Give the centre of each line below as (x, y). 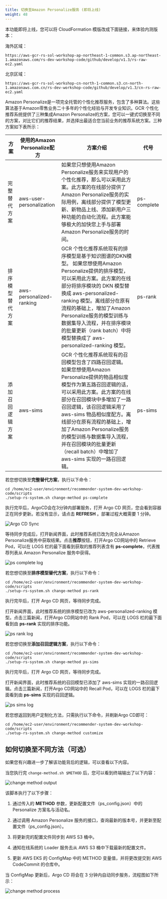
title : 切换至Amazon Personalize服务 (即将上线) (53, 10)
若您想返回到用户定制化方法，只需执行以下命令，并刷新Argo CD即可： (77, 715)
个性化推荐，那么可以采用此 (94, 179)
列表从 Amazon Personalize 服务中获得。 (51, 552)
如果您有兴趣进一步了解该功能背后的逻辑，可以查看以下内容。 (68, 762)
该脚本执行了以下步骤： (29, 793)
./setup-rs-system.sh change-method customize (54, 733)
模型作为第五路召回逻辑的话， (96, 384)
